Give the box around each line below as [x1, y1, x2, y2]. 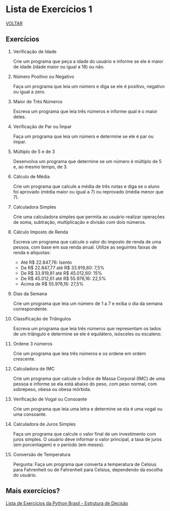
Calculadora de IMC [13, 366, 55, 372]
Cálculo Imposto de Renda [13, 229, 68, 235]
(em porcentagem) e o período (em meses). [13, 442, 105, 448]
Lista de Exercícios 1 [6, 4, 93, 15]
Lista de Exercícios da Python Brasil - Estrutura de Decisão [6, 500, 129, 506]
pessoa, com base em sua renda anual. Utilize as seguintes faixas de [13, 244, 157, 250]
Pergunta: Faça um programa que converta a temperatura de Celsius [13, 461, 156, 467]
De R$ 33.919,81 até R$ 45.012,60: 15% [20, 270, 103, 276]
